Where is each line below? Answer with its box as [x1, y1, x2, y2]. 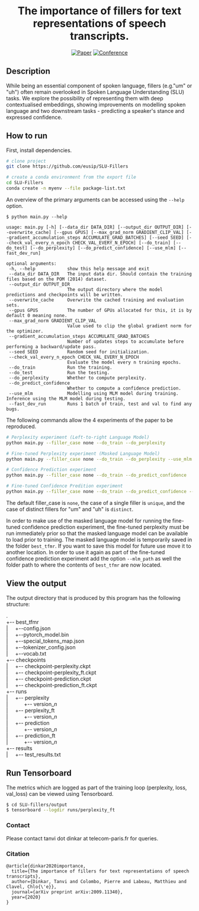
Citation [6, 849, 30, 858]
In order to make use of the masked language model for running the [6, 517, 171, 524]
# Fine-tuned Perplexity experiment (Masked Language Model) [6, 450, 161, 457]
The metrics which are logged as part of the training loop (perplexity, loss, [6, 784, 187, 791]
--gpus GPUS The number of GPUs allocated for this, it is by [8, 307, 192, 313]
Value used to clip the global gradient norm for [67, 322, 192, 329]
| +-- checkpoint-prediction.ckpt [6, 675, 92, 682]
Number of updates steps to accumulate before [67, 339, 184, 344]
